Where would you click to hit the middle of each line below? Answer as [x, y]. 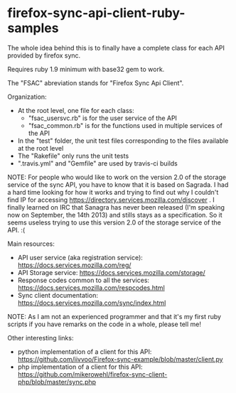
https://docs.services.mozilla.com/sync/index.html [92, 303]
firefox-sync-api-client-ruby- [96, 13]
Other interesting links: [41, 338]
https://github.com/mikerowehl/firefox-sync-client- [92, 374]
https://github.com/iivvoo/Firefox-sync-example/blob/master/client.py [120, 359]
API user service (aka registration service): [80, 257]
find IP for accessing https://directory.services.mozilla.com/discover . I [111, 200]
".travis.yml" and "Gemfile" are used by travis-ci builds [97, 163]
